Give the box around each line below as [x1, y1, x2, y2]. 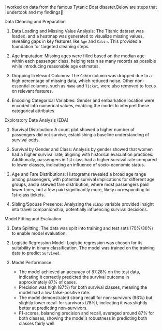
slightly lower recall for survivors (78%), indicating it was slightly [18, 300, 148, 305]
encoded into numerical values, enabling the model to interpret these [11, 103, 149, 108]
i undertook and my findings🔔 [4, 9, 63, 15]
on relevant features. [11, 88, 53, 94]
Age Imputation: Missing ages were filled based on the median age [11, 53, 145, 59]
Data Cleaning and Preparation [4, 19, 66, 24]
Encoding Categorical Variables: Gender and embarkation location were [11, 98, 155, 103]
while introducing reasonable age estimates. [11, 63, 100, 69]
